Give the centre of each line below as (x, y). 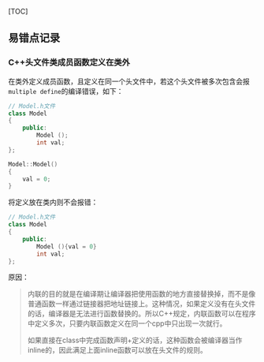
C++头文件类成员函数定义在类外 (69, 62)
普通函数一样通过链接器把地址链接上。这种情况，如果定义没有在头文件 (141, 304)
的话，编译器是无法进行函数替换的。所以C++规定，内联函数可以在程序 (141, 314)
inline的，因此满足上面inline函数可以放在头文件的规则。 (117, 350)
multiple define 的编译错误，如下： (66, 91)
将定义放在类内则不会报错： (53, 202)
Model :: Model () (33, 164)
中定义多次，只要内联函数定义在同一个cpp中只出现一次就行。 (127, 323)
